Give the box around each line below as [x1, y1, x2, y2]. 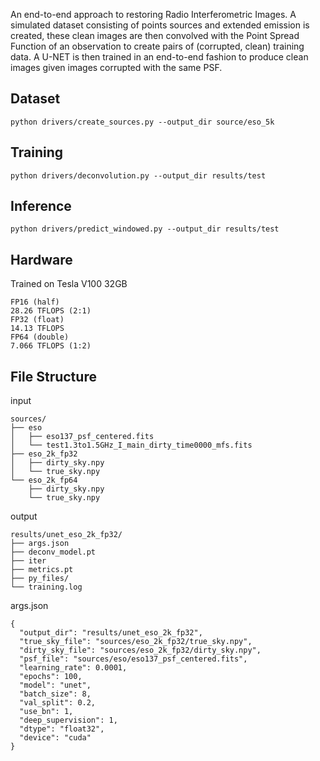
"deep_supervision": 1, [19, 715, 118, 726]
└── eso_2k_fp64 [10, 475, 78, 486]
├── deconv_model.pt [10, 547, 97, 558]
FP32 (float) [10, 315, 65, 325]
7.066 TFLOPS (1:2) [10, 341, 92, 351]
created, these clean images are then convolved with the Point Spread [10, 30, 300, 41]
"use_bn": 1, [19, 707, 74, 717]
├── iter [10, 556, 47, 566]
